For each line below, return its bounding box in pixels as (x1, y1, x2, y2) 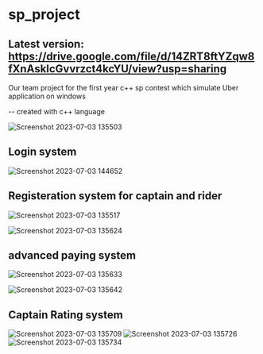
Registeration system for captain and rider (8, 189, 222, 203)
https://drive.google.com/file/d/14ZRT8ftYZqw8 (8, 49, 255, 63)
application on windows (8, 91, 86, 101)
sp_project (8, 6, 81, 24)
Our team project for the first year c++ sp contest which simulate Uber (8, 83, 239, 92)
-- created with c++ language (8, 107, 106, 116)
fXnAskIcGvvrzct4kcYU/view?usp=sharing (8, 62, 227, 75)
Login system (8, 145, 77, 159)
